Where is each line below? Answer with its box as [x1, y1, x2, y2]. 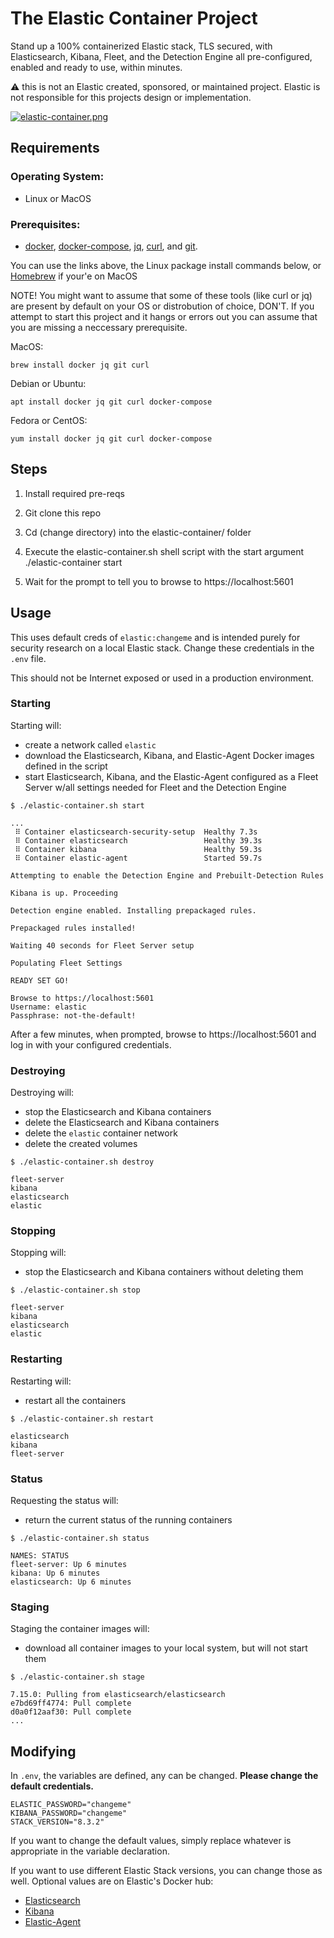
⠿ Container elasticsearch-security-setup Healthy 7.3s [14, 827, 258, 837]
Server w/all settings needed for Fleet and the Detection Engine [24, 781, 287, 793]
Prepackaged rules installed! [10, 923, 137, 933]
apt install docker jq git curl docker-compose [10, 397, 213, 407]
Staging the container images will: [10, 1623, 150, 1635]
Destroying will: [10, 1087, 75, 1099]
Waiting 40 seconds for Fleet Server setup [10, 940, 195, 951]
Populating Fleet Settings [10, 958, 123, 968]
